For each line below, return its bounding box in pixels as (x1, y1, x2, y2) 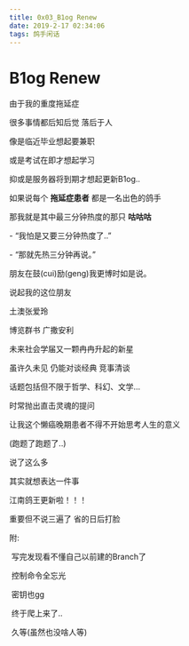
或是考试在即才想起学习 (9, 155, 95, 165)
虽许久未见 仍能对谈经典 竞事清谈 (9, 363, 130, 373)
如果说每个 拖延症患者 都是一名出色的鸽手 (9, 193, 161, 203)
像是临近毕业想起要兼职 (9, 136, 95, 147)
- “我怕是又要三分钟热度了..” (9, 230, 112, 241)
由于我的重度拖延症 (9, 99, 80, 109)
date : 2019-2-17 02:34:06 (9, 21, 105, 30)
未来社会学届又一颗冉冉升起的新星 (9, 344, 134, 355)
